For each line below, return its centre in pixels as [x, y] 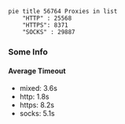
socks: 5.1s [37, 114]
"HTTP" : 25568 [47, 18]
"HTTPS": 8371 [45, 25]
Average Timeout [37, 70]
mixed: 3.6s [38, 88]
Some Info [28, 51]
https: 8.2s [37, 105]
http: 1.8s [34, 97]
